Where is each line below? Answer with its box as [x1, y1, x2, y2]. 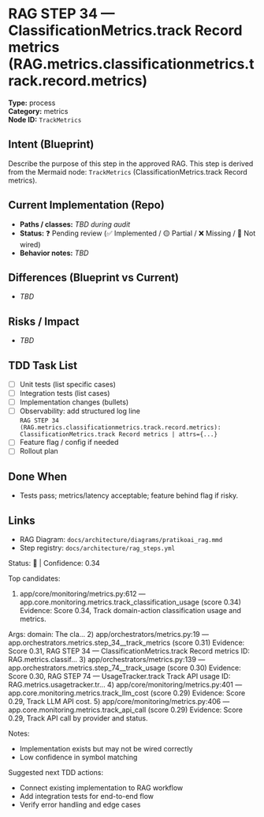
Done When [8, 469, 68, 483]
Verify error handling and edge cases [19, 800, 141, 809]
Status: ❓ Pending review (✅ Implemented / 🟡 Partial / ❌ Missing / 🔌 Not [19, 228, 256, 238]
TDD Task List [8, 359, 77, 372]
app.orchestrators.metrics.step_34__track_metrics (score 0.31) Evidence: [8, 638, 245, 647]
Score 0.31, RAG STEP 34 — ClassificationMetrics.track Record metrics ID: [8, 646, 251, 656]
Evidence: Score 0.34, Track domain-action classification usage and [19, 606, 242, 615]
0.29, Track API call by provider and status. [8, 713, 148, 723]
